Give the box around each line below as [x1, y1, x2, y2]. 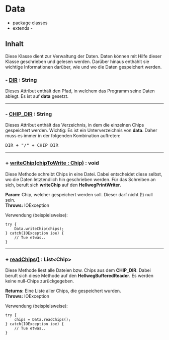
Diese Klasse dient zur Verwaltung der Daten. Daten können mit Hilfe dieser [5, 53, 162, 59]
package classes [12, 20, 48, 26]
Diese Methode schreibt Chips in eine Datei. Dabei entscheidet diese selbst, [5, 171, 162, 177]
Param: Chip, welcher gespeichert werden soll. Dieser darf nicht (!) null [5, 191, 153, 197]
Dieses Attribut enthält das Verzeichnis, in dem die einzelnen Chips [5, 122, 144, 128]
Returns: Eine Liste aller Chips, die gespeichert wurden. [5, 288, 122, 294]
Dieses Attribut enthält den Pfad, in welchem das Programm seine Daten [5, 88, 155, 94]
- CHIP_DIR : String [5, 110, 52, 118]
